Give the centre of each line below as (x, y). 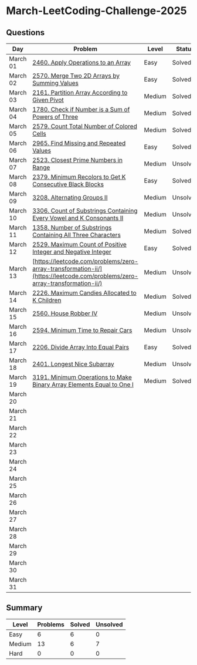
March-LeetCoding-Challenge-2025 (96, 11)
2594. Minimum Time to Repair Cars (82, 330)
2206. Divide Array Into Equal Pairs (81, 347)
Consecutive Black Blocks (68, 184)
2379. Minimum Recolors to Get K (79, 177)
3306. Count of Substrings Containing (85, 211)
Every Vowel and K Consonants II (78, 218)
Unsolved (109, 625)
